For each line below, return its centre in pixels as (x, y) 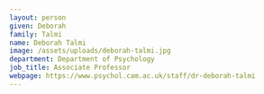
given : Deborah (38, 26)
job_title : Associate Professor (70, 68)
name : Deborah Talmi (48, 43)
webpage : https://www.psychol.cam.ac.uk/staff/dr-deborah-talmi (132, 76)
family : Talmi (36, 34)
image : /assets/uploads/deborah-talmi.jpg (90, 51)
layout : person (38, 17)
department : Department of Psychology (82, 59)
